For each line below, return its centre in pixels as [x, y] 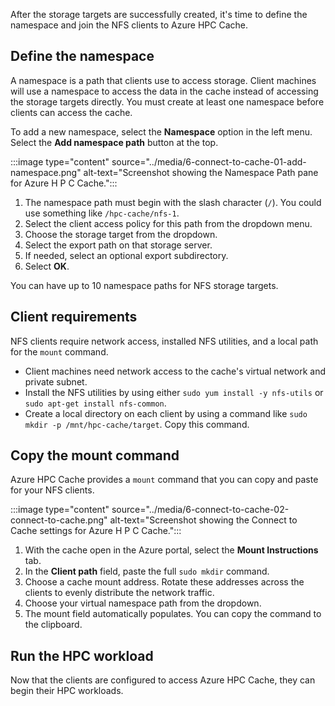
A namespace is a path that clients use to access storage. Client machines [163, 80]
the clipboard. [53, 625]
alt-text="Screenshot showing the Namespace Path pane [201, 172]
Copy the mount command [95, 455]
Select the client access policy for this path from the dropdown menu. [168, 223]
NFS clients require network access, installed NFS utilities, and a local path [164, 341]
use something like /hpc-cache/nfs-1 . [102, 213]
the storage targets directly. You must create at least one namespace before [167, 101]
